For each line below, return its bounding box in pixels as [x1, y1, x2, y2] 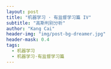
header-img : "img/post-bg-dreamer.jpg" [6, 31, 106, 37]
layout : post [6, 8, 39, 15]
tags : [6, 43, 20, 49]
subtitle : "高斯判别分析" [6, 20, 66, 26]
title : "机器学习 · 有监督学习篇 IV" [6, 14, 92, 20]
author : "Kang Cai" [6, 25, 55, 32]
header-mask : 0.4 [6, 37, 50, 43]
